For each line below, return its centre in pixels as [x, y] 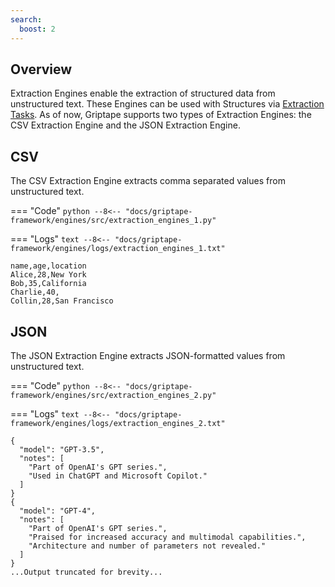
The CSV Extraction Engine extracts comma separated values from [148, 181]
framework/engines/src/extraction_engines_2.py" [113, 395]
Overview [41, 69]
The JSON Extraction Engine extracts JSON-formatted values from [148, 355]
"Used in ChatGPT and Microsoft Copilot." [118, 476]
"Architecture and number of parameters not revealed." [147, 546]
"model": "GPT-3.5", [62, 449]
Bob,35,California [48, 284]
